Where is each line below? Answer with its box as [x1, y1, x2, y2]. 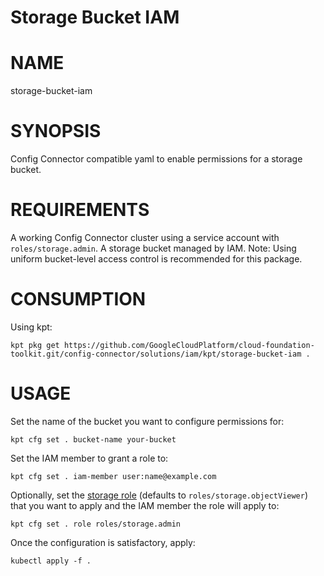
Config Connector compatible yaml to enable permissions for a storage [10, 153, 303, 165]
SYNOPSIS [10, 120, 102, 143]
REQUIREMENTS [10, 199, 150, 221]
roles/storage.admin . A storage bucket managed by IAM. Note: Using [10, 242, 297, 254]
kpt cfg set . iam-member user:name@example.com [10, 471, 217, 481]
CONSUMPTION [10, 288, 147, 311]
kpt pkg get [10, 340, 60, 350]
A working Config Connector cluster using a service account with [10, 232, 280, 243]
